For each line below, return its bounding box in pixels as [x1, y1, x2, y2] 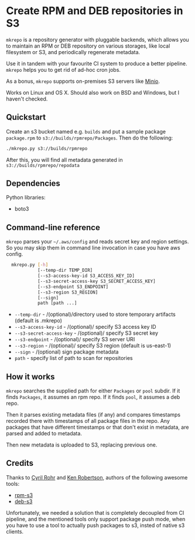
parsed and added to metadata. [6, 430, 82, 437]
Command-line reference [6, 222, 101, 232]
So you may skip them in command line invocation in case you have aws [6, 244, 180, 251]
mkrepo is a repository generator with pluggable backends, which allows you [6, 36, 189, 43]
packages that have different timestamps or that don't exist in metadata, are [6, 424, 189, 431]
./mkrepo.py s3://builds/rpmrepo [6, 145, 88, 151]
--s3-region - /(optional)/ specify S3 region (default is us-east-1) [14, 342, 172, 349]
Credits [6, 458, 34, 468]
